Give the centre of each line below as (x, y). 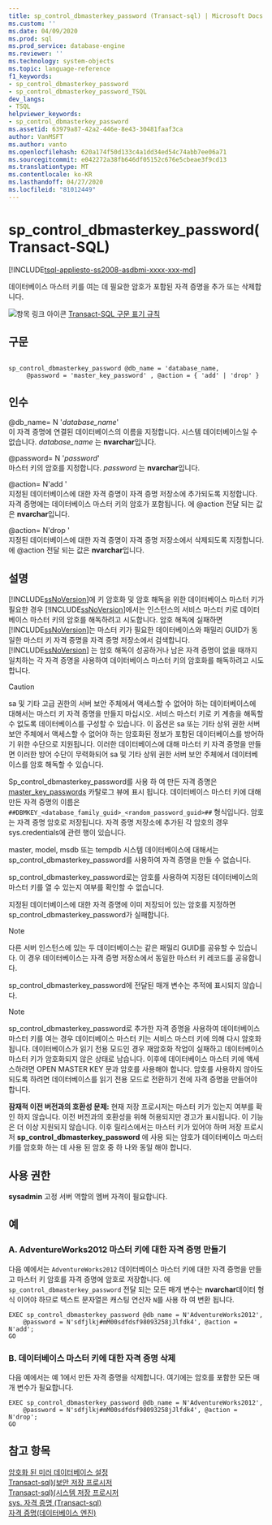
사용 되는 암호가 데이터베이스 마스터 (207, 1137)
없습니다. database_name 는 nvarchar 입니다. (82, 442)
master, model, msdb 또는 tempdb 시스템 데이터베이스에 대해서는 (114, 850)
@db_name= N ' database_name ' (64, 422)
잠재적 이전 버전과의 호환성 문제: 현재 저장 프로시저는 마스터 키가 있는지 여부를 (131, 1107)
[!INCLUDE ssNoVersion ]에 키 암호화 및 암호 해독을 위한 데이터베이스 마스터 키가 (136, 600)
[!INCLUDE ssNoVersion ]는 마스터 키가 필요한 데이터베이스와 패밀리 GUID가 (129, 630)
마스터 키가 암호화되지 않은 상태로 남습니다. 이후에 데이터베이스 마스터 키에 (127, 1059)
